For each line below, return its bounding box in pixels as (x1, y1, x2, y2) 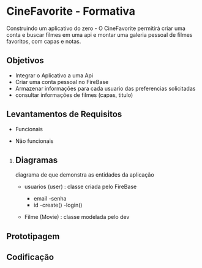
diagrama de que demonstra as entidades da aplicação (15, 171, 154, 178)
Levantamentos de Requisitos (6, 109, 122, 120)
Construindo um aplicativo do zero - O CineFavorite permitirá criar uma (6, 25, 185, 32)
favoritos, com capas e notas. (6, 37, 81, 45)
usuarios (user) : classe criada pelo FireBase (24, 183, 137, 191)
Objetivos (6, 55, 44, 66)
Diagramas (15, 155, 58, 165)
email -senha (33, 195, 67, 202)
